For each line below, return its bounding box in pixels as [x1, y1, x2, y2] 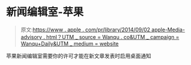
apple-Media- [151, 26, 185, 33]
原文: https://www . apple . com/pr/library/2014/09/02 [20, 26, 151, 33]
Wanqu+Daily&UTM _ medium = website [20, 40, 119, 47]
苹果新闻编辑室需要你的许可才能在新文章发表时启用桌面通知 [6, 52, 151, 59]
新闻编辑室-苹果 [6, 5, 84, 19]
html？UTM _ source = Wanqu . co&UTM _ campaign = [46, 33, 179, 40]
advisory [20, 33, 43, 40]
